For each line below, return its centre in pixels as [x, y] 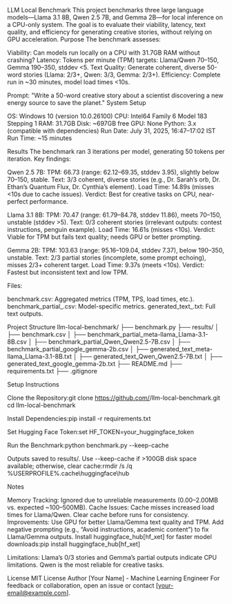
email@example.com [37, 593]
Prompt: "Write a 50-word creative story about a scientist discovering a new [115, 95]
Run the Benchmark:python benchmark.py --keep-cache [88, 445]
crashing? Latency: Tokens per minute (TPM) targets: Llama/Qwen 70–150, [113, 60]
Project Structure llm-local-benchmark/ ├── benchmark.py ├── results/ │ [113, 327]
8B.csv [17, 342]
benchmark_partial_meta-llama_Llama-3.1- [148, 334]
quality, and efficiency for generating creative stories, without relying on [110, 32]
